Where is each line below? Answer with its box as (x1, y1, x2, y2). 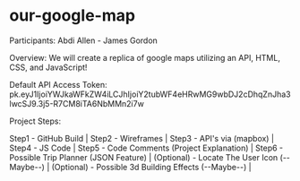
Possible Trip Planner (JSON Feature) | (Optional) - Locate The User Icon (9, 151, 279, 162)
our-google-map (9, 5, 136, 26)
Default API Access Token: (9, 79, 107, 90)
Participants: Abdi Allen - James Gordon (9, 35, 159, 46)
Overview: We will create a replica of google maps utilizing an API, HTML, (9, 52, 280, 63)
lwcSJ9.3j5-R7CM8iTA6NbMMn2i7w (9, 98, 145, 108)
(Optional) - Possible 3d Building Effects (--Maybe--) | (51, 161, 253, 172)
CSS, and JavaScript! (9, 62, 88, 73)
